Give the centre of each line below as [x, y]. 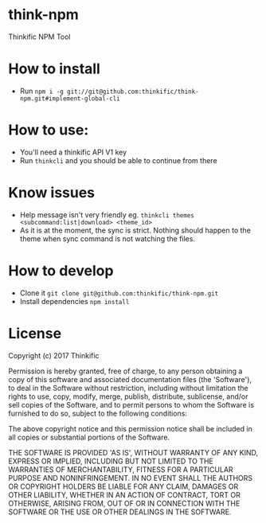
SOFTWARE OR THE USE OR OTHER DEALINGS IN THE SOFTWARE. [120, 512]
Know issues [52, 193]
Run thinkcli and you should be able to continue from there [118, 160]
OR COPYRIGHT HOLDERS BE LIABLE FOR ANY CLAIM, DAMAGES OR [123, 486]
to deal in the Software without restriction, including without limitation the [128, 388]
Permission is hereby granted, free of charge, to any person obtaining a [125, 371]
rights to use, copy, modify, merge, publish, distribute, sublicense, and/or [128, 396]
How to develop [61, 270]
